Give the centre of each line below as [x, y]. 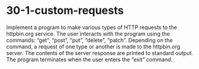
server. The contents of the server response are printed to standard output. [100, 53]
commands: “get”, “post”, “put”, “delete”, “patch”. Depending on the [90, 40]
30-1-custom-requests [65, 11]
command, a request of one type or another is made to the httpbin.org [93, 47]
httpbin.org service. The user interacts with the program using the [88, 33]
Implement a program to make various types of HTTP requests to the [92, 27]
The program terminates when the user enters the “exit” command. [90, 59]
